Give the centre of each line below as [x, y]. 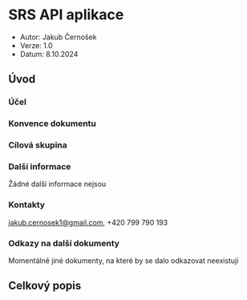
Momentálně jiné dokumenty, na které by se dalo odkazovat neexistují [123, 260]
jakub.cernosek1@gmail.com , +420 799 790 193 [88, 222]
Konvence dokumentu [52, 124]
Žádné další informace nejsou [57, 184]
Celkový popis [45, 286]
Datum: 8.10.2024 [49, 54]
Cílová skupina [38, 145]
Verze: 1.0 [36, 45]
